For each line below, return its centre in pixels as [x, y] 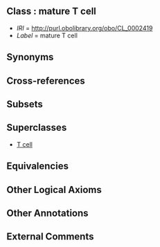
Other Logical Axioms [54, 190]
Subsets [25, 104]
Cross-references [46, 81]
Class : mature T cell [51, 11]
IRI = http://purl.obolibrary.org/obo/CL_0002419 [85, 28]
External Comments [50, 237]
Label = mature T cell [47, 35]
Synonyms [30, 57]
